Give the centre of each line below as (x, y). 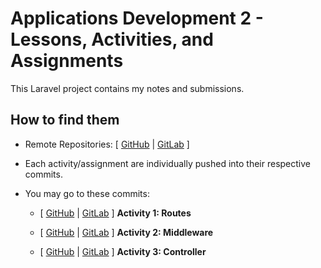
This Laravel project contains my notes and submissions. (127, 88)
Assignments (67, 61)
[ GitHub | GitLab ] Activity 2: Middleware (126, 232)
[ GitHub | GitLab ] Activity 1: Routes (115, 213)
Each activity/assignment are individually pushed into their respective (167, 163)
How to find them (65, 120)
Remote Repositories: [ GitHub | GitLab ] (107, 144)
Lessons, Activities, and (112, 39)
